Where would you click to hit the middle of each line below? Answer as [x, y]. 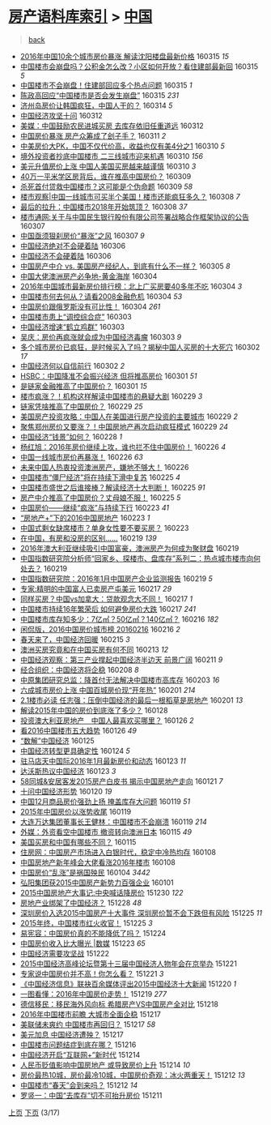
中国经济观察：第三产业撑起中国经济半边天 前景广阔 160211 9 [121, 659]
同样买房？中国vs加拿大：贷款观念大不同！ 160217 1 [106, 599]
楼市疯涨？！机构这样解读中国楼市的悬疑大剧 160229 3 [111, 396]
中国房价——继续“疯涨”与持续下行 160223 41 [95, 507]
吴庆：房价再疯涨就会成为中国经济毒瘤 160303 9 [101, 336]
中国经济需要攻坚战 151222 [65, 953]
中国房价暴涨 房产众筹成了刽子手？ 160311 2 [93, 135]
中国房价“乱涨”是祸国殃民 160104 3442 [85, 872]
